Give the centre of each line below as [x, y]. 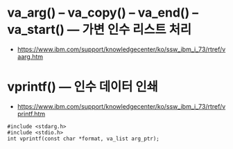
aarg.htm [30, 56]
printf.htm [31, 114]
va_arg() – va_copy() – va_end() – [103, 13]
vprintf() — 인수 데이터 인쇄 [83, 87]
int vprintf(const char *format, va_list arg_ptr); [83, 139]
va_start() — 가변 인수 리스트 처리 [100, 30]
